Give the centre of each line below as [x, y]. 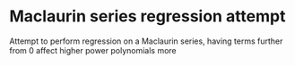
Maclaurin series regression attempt [147, 16]
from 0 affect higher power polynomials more [93, 50]
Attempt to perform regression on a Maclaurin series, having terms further [146, 41]
